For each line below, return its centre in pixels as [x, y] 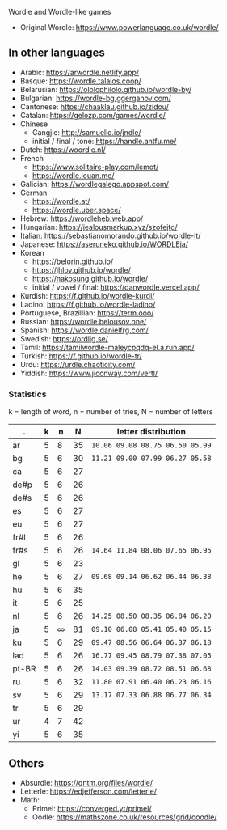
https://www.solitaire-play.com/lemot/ [95, 167]
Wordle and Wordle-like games [60, 12]
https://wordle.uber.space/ [76, 210]
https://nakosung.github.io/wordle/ [90, 278]
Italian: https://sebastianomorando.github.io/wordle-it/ [110, 235]
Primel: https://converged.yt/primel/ [92, 808]
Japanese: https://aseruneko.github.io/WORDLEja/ [104, 244]
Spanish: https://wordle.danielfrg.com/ [84, 330]
